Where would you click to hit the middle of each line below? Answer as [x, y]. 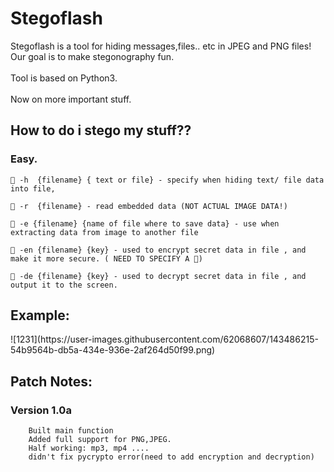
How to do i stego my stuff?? [101, 130]
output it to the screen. [64, 285]
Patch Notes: [51, 381]
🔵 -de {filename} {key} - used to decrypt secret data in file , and [158, 276]
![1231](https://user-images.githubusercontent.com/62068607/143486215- [164, 339]
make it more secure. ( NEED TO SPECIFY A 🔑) [106, 258]
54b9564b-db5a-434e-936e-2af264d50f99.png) [113, 350]
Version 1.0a [41, 410]
